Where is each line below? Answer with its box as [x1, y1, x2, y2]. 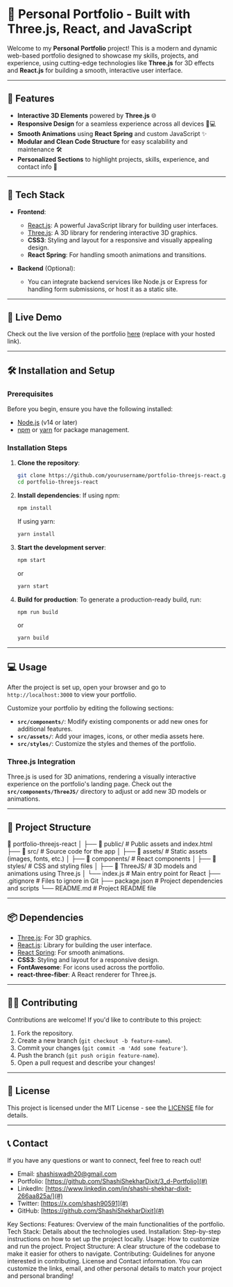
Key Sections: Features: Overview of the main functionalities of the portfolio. [7, 1220, 225, 1228]
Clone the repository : [17, 458, 80, 467]
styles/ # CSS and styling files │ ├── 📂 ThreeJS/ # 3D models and [7, 862, 198, 870]
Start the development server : [17, 543, 106, 551]
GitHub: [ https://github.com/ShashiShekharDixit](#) [17, 1206, 164, 1215]
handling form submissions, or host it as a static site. [27, 285, 178, 293]
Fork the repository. [17, 1029, 74, 1037]
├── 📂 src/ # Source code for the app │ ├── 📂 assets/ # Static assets [7, 847, 208, 856]
